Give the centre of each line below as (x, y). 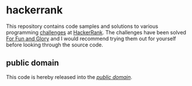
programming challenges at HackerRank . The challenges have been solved (96, 32)
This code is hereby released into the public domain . (69, 77)
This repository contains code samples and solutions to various (82, 26)
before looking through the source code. (55, 45)
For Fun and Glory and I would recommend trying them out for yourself (91, 38)
